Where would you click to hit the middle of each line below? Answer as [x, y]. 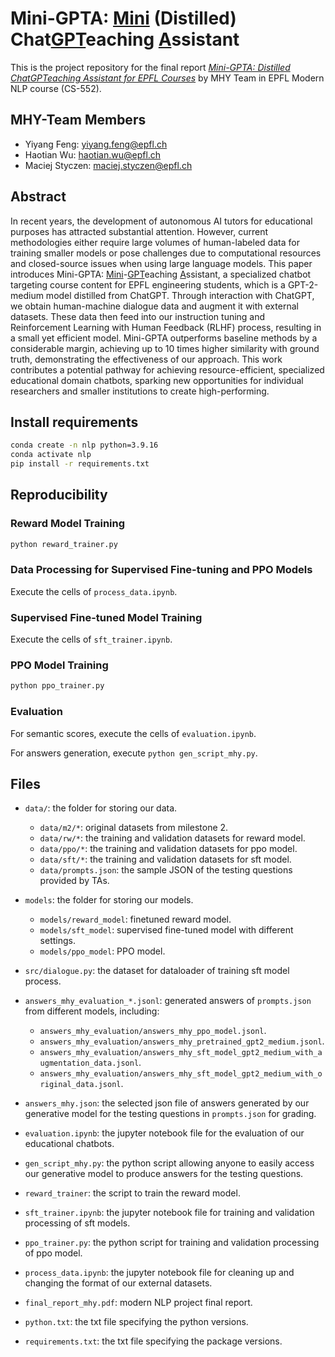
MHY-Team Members [78, 120]
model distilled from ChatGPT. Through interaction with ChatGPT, [180, 295]
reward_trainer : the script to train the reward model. [132, 1193]
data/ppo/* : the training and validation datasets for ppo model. [168, 849]
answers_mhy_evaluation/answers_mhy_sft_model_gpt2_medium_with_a [181, 1053]
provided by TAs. [74, 881]
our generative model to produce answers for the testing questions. [164, 1174]
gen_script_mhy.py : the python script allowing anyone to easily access [169, 1163]
